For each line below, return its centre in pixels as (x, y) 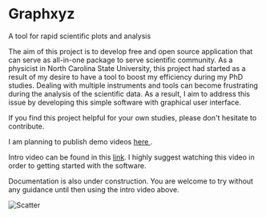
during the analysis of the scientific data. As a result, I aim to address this (129, 93)
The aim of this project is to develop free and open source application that (131, 51)
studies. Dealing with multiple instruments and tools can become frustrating (133, 85)
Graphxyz (42, 14)
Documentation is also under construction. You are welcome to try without (131, 181)
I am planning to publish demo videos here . (81, 141)
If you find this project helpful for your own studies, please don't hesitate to (133, 117)
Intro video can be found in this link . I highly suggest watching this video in (131, 157)
